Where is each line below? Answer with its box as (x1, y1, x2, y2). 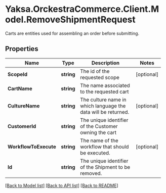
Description (91, 59, 120, 66)
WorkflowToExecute (7, 143, 56, 150)
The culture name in (80, 96, 127, 103)
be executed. (80, 149, 110, 156)
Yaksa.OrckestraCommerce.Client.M (5, 3, 159, 15)
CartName (7, 85, 33, 92)
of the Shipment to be (80, 163, 130, 170)
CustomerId (7, 123, 36, 130)
